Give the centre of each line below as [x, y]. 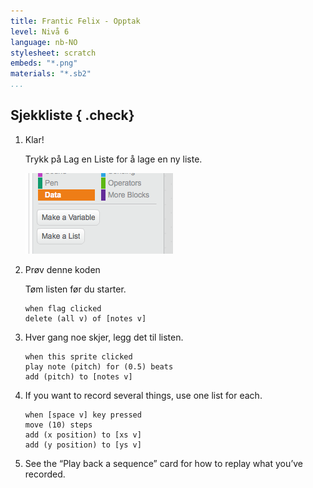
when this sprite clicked [78, 356]
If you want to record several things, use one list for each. [143, 395]
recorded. [45, 474]
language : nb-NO [44, 42]
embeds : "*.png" [44, 63]
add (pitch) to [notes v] [78, 376]
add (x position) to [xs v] [83, 435]
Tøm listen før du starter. [75, 289]
